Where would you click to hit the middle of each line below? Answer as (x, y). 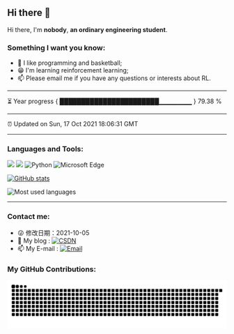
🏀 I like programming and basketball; (70, 63)
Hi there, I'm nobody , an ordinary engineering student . (87, 29)
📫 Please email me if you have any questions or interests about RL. (114, 78)
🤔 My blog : (34, 241)
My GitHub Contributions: (52, 269)
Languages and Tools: (45, 149)
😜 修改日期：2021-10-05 (53, 233)
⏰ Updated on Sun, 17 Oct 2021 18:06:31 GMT (73, 124)
